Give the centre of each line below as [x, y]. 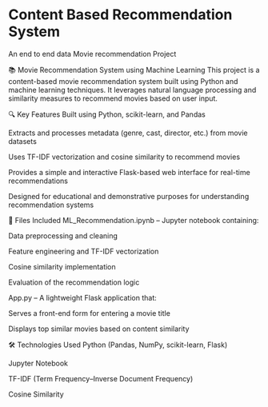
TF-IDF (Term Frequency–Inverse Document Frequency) [101, 378]
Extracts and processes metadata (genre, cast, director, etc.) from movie [128, 133]
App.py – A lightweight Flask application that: [83, 297]
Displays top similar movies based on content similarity [99, 329]
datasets [23, 141]
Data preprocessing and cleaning [63, 235]
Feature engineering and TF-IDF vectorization [84, 251]
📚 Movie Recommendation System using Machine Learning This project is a [134, 70]
